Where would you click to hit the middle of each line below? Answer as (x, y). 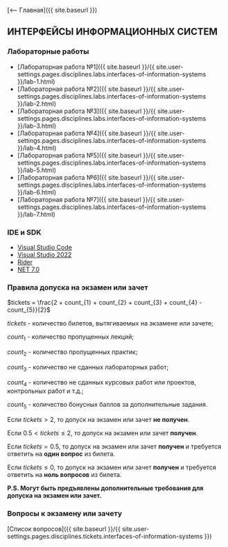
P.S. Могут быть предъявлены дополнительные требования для (105, 488)
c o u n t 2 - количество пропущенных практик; (72, 353)
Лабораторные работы (48, 51)
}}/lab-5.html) (37, 170)
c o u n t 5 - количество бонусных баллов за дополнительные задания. (107, 405)
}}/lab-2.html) (37, 103)
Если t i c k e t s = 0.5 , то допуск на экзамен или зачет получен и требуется (114, 446)
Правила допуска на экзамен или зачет (78, 287)
